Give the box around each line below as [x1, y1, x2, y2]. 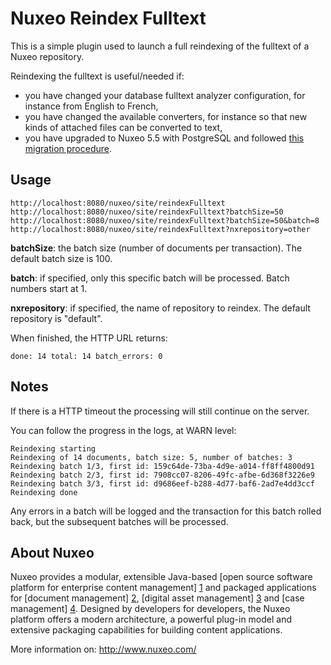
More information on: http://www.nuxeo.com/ [10, 643, 197, 656]
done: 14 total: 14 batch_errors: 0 [10, 351, 163, 361]
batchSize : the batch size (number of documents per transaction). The [10, 242, 303, 254]
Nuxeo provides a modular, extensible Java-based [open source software [10, 571, 313, 583]
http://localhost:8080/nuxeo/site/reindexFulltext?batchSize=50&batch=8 [10, 215, 320, 226]
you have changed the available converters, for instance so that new [24, 110, 308, 122]
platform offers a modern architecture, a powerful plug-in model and [10, 613, 293, 626]
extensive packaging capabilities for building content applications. [10, 624, 283, 636]
